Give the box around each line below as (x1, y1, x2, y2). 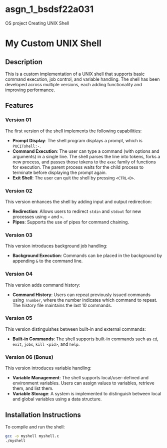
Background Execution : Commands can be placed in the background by (12, 253, 162, 259)
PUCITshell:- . (12, 143, 41, 149)
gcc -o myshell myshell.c (5, 433, 59, 438)
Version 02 (5, 187, 32, 194)
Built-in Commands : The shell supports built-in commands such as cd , (12, 336, 158, 342)
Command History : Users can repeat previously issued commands (12, 292, 151, 298)
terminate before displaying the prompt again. (12, 169, 107, 175)
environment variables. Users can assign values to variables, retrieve (12, 380, 155, 386)
